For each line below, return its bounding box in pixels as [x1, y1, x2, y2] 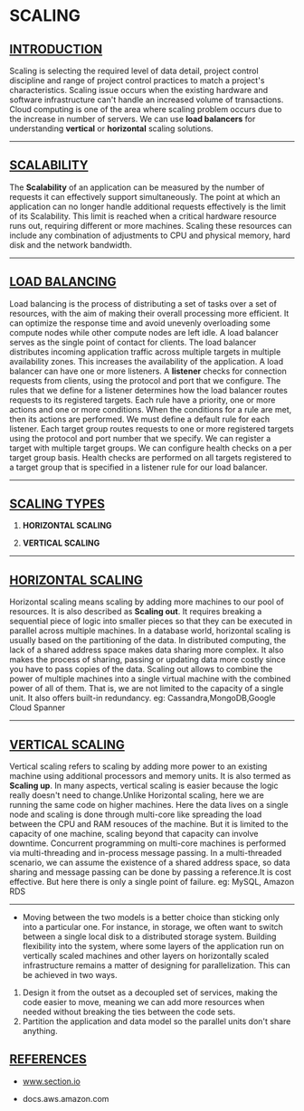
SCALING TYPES [9, 497, 106, 512]
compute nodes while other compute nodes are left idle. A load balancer [9, 327, 279, 337]
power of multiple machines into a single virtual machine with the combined [9, 673, 291, 684]
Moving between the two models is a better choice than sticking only [22, 912, 280, 923]
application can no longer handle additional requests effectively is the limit [9, 201, 287, 212]
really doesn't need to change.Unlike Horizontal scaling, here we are [9, 790, 264, 801]
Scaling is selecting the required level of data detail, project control [9, 65, 260, 76]
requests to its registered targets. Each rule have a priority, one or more [9, 394, 276, 405]
